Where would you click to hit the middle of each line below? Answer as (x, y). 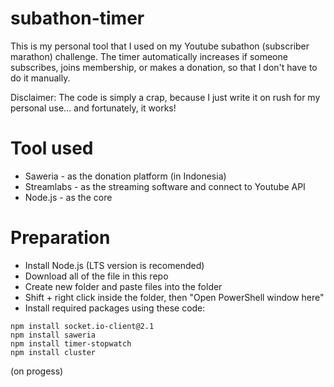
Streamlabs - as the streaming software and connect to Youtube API (165, 186)
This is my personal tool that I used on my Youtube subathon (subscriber (160, 46)
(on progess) (37, 371)
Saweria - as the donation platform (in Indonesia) (125, 176)
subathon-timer (77, 18)
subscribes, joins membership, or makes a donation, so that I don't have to (164, 67)
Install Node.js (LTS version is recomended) (114, 265)
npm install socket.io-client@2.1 (82, 326)
